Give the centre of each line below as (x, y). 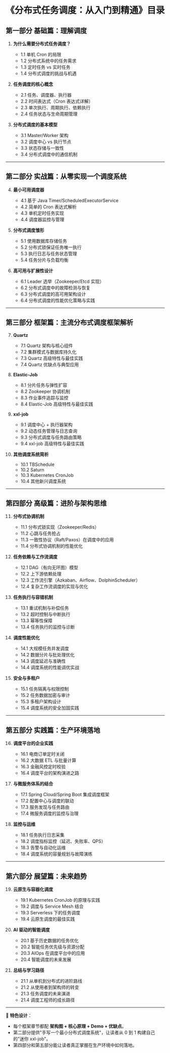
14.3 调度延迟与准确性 (43, 661)
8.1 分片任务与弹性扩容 (44, 385)
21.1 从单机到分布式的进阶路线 (51, 981)
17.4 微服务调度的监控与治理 (49, 814)
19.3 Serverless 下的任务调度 (50, 913)
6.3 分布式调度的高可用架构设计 (53, 294)
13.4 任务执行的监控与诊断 (48, 627)
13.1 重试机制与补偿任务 (45, 608)
